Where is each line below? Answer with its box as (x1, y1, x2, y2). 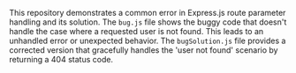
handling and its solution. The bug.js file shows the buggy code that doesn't (9, 17, 287, 27)
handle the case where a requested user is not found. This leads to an (9, 26, 264, 36)
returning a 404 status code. (9, 55, 113, 64)
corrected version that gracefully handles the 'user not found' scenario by (9, 45, 278, 55)
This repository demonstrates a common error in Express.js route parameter (9, 8, 286, 18)
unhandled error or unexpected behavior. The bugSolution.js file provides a (9, 35, 286, 46)
